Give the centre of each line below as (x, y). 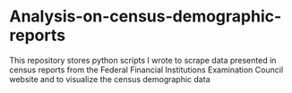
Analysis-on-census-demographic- (146, 17)
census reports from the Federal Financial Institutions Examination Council (146, 70)
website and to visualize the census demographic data (110, 79)
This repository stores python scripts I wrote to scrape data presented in (143, 60)
